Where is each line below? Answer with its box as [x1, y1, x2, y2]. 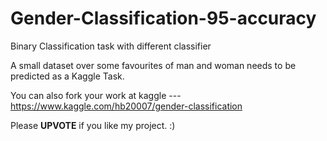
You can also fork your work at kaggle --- [10, 89, 182, 101]
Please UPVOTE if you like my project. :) [10, 119, 176, 131]
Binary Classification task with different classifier [10, 40, 212, 52]
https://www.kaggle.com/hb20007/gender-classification [10, 100, 243, 112]
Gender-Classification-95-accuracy [10, 7, 317, 30]
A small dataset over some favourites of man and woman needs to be [10, 59, 297, 71]
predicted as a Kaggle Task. [10, 70, 125, 82]
